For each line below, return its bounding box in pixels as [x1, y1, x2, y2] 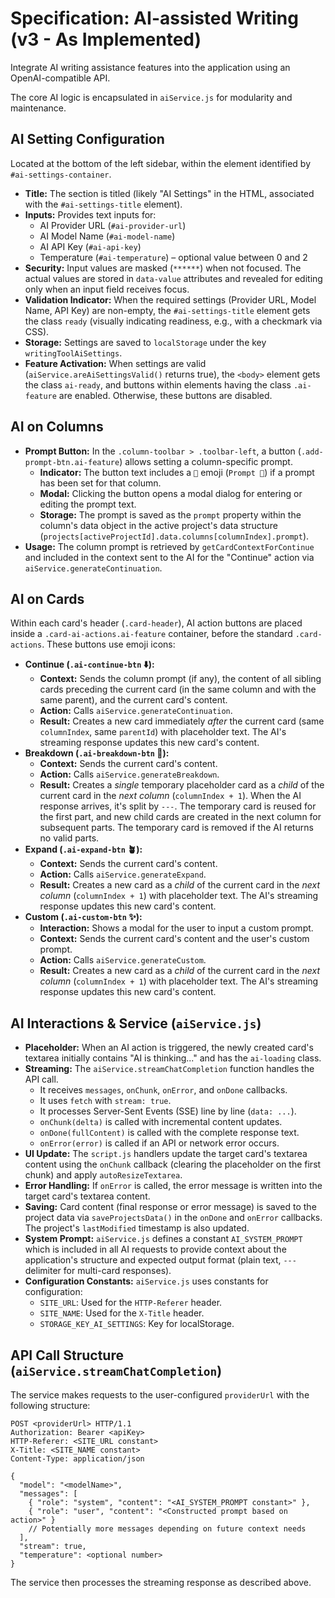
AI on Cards [10, 590, 85, 607]
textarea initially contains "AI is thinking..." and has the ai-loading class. [24, 1052, 322, 1064]
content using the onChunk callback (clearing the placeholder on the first [24, 1158, 322, 1171]
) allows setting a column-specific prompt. [119, 455, 293, 467]
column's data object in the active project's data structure [39, 519, 278, 531]
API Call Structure [10, 1347, 124, 1364]
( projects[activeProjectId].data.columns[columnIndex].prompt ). [39, 530, 310, 542]
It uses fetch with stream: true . [39, 1095, 172, 1107]
